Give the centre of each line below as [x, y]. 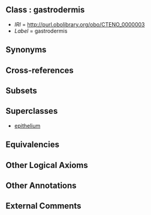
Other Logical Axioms [47, 165]
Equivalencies [32, 145]
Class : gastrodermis [45, 10]
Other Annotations [41, 185]
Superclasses [32, 111]
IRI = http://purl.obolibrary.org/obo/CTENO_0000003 [79, 24]
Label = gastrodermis [41, 31]
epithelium [27, 125]
